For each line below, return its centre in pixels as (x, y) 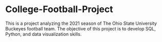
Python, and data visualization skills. (43, 34)
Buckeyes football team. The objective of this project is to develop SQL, (80, 28)
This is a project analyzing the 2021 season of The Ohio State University (81, 23)
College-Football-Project (59, 9)
